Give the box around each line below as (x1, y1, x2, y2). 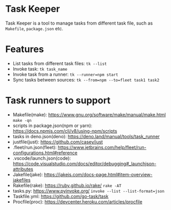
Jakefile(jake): (12, 171, 43, 177)
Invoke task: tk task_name (12, 66, 68, 72)
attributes (12, 166, 33, 172)
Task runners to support (5, 95, 111, 107)
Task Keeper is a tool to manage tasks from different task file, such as (5, 20, 153, 26)
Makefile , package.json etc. (5, 25, 63, 31)
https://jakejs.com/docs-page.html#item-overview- (44, 171, 153, 177)
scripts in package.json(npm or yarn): (12, 122, 92, 129)
